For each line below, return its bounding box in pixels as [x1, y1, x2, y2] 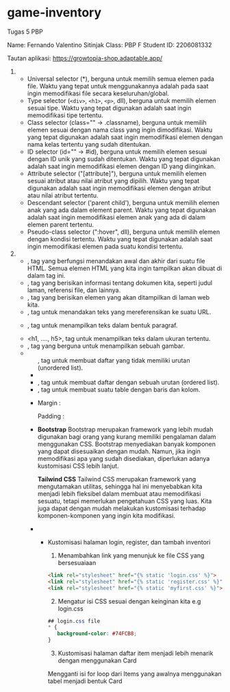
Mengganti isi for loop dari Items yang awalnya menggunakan [47, 670, 222, 678]
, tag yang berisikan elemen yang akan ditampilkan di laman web [27, 293, 210, 301]
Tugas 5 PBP [7, 27, 43, 36]
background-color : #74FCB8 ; [57, 630, 137, 637]
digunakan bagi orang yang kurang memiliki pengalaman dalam [37, 432, 217, 440]
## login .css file [47, 617, 101, 625]
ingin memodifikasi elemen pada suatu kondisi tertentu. [27, 242, 183, 250]
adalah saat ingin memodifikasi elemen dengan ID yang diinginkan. [27, 162, 216, 170]
